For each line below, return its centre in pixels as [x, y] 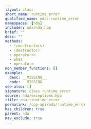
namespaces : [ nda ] [24, 23]
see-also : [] [18, 86]
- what [16, 59]
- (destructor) [25, 50]
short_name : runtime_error [32, 14]
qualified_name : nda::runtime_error [42, 18]
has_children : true [25, 109]
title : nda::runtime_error [32, 100]
